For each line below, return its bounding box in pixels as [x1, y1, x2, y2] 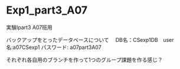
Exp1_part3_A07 [6, 4, 88, 17]
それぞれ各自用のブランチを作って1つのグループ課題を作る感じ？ [6, 56, 163, 63]
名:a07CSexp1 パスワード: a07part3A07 [6, 44, 102, 51]
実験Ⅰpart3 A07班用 [6, 24, 53, 31]
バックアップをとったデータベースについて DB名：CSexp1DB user [6, 36, 174, 43]
